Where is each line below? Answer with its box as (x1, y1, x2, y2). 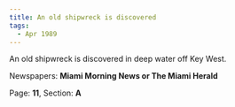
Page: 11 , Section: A (9, 88, 82, 98)
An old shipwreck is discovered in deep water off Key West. (9, 54, 227, 65)
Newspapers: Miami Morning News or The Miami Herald (9, 71, 219, 81)
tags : (9, 21, 29, 30)
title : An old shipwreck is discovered (9, 12, 157, 22)
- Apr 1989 (17, 29, 58, 38)
